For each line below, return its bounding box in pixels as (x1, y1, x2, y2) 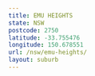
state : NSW (8, 19, 45, 27)
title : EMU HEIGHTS (8, 11, 73, 20)
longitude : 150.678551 (8, 41, 84, 49)
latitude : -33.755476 (8, 33, 81, 42)
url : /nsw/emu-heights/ (8, 48, 88, 56)
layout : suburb (8, 56, 59, 64)
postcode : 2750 (8, 26, 59, 34)
